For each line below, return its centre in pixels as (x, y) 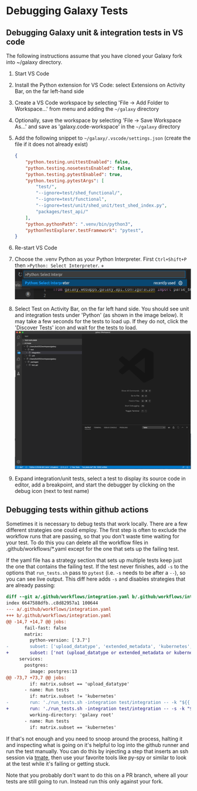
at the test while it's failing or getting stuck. (58, 763)
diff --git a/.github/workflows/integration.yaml (68, 597)
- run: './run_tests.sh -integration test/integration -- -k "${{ (98, 703)
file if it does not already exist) (51, 144)
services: (31, 659)
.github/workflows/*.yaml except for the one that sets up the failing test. (93, 549)
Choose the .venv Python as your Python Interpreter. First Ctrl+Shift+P (101, 259)
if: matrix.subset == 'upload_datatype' (80, 684)
